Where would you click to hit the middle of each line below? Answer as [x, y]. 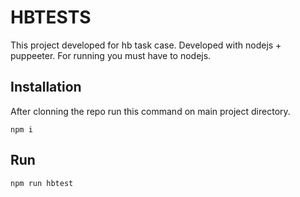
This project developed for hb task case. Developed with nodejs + [146, 45]
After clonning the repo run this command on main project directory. [150, 111]
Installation [46, 87]
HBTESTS [51, 17]
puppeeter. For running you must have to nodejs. [111, 55]
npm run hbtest [42, 183]
